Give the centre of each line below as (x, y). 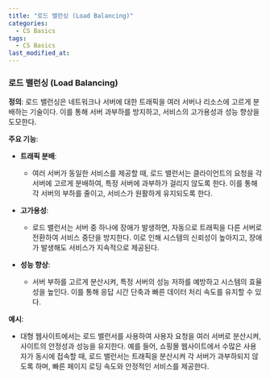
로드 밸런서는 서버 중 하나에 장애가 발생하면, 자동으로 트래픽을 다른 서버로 (147, 228)
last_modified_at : (39, 53)
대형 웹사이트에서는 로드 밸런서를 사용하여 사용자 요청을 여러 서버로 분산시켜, (141, 336)
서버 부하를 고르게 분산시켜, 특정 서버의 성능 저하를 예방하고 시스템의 (139, 282)
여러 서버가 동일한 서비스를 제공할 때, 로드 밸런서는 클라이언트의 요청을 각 (147, 173)
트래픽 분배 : (38, 156)
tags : (17, 38)
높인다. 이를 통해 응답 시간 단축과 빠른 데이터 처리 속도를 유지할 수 (150, 292)
